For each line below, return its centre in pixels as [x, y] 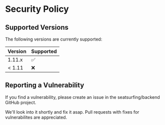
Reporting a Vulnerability [45, 85]
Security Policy [37, 9]
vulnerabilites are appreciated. [36, 117]
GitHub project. [21, 102]
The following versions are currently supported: [54, 39]
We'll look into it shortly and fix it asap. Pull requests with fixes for [72, 112]
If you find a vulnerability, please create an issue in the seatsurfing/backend [82, 97]
